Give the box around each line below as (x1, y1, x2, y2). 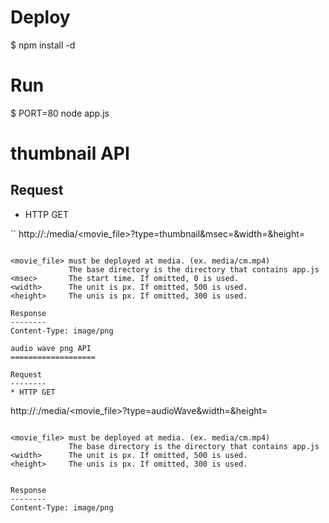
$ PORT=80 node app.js (10, 107, 110, 119)
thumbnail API (10, 142, 130, 165)
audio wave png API (10, 343, 92, 353)
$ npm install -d (10, 39, 76, 51)
